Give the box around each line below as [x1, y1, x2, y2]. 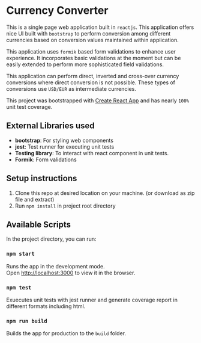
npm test [6, 284, 32, 291]
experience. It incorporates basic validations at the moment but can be [6, 54, 181, 61]
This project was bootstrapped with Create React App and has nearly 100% [6, 97, 190, 104]
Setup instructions [6, 173, 77, 184]
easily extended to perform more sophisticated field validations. [6, 61, 164, 68]
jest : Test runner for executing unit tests [14, 143, 115, 150]
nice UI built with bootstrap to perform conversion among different [6, 29, 171, 37]
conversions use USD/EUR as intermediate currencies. [6, 85, 137, 92]
